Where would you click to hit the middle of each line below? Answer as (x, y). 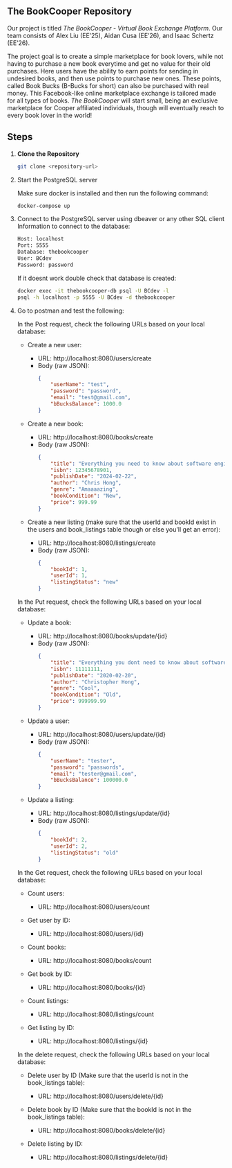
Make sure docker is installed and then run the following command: (113, 193)
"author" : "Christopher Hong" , (95, 682)
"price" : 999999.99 (78, 701)
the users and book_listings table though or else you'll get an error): (124, 529)
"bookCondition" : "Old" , (86, 695)
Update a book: (49, 622)
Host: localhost (40, 239)
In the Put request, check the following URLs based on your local (109, 602)
